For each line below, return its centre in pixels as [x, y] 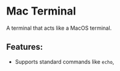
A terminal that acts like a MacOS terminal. [59, 28]
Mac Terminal [41, 11]
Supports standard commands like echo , [65, 61]
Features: [25, 47]
